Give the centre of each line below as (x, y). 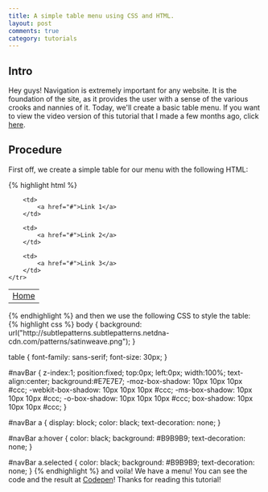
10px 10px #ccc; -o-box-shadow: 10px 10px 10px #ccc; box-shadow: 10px (131, 398)
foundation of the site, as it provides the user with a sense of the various (128, 99)
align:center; (29, 381)
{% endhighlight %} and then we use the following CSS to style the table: (130, 315)
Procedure (35, 150)
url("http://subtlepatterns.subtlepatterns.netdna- (89, 332)
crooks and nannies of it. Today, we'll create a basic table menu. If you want (134, 108)
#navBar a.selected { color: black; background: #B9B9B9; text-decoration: (132, 462)
